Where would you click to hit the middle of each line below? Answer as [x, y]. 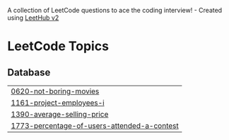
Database [29, 72]
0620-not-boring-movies [55, 91]
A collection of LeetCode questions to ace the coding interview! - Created [115, 10]
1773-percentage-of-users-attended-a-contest [95, 126]
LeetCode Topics [58, 46]
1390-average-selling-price [60, 114]
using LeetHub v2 [33, 18]
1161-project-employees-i [58, 103]
